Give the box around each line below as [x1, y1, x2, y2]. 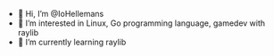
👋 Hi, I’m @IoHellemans [17, 9, 104, 19]
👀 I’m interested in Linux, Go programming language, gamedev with [17, 18, 266, 28]
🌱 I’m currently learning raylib [17, 36, 127, 47]
